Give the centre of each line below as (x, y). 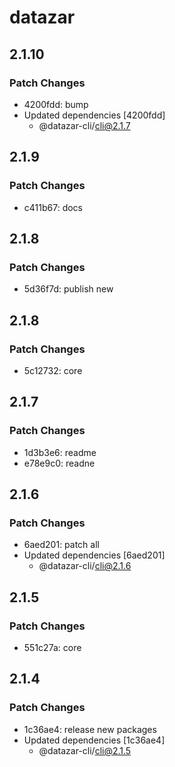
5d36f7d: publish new (68, 289)
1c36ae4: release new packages (90, 729)
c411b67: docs (53, 207)
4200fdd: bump (56, 104)
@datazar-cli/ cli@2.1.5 (85, 750)
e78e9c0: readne (59, 463)
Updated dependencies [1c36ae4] (94, 740)
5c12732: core (53, 370)
